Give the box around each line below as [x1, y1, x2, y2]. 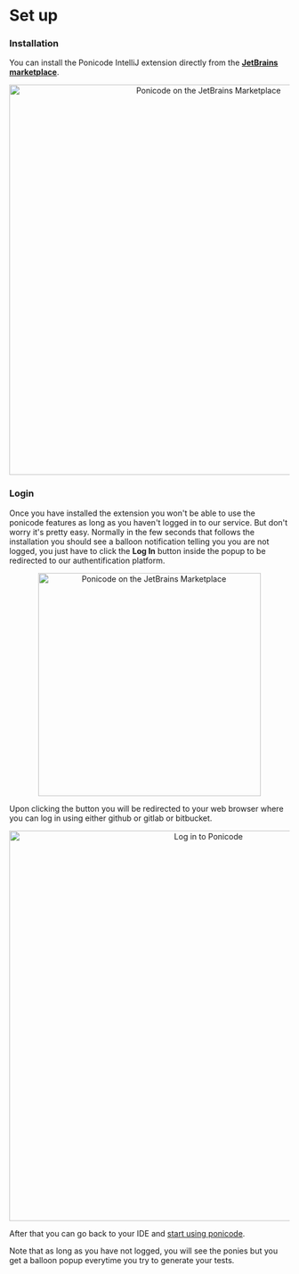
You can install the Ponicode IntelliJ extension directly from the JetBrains [9, 57, 279, 68]
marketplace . [9, 67, 60, 78]
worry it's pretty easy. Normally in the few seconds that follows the [9, 526, 255, 537]
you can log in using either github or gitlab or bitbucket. [9, 813, 213, 823]
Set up [9, 5, 58, 26]
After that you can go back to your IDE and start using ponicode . [9, 1228, 246, 1238]
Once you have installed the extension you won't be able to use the [9, 508, 255, 518]
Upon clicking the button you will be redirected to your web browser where [9, 803, 284, 814]
